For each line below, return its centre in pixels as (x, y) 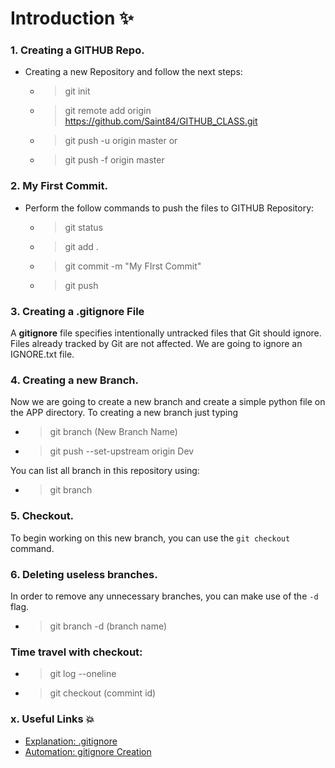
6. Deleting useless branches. (84, 574)
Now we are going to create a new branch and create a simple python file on (168, 402)
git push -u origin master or (121, 141)
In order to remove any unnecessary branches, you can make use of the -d (164, 596)
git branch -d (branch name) (108, 626)
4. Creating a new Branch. (75, 380)
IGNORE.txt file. (42, 354)
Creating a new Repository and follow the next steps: (133, 72)
